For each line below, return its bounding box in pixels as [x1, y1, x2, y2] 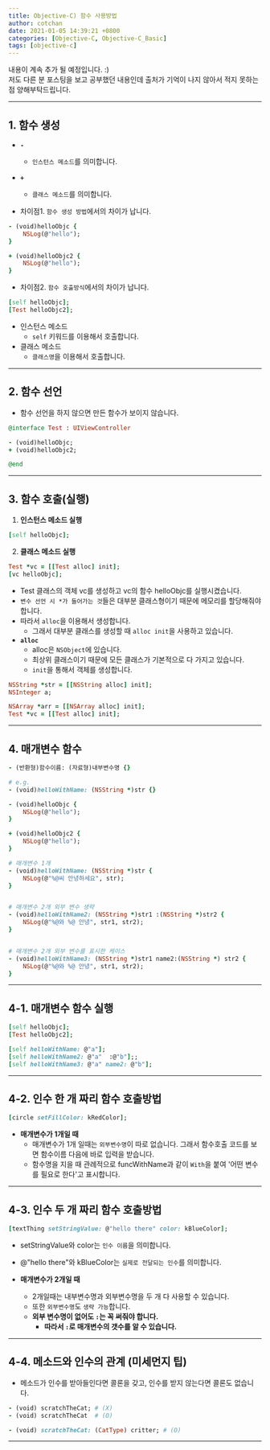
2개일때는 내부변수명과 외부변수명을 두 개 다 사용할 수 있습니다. [31, 1292, 230, 1301]
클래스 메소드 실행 [19, 546, 76, 556]
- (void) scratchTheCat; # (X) [8, 1404, 113, 1412]
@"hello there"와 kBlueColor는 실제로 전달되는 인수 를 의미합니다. [19, 1257, 222, 1267]
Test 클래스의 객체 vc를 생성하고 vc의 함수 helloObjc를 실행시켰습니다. [19, 585, 243, 595]
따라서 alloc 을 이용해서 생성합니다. [19, 616, 131, 626]
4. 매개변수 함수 [8, 741, 82, 756]
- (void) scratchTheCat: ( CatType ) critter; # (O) [8, 1426, 182, 1434]
